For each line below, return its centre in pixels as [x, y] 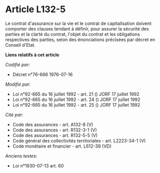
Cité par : [14, 115]
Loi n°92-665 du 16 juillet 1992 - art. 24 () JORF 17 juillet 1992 [76, 99]
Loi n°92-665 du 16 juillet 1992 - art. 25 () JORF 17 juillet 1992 [76, 105]
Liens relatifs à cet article [32, 55]
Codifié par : [18, 64]
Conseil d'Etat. [20, 45]
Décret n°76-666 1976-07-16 [43, 74]
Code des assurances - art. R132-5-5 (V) [55, 135]
